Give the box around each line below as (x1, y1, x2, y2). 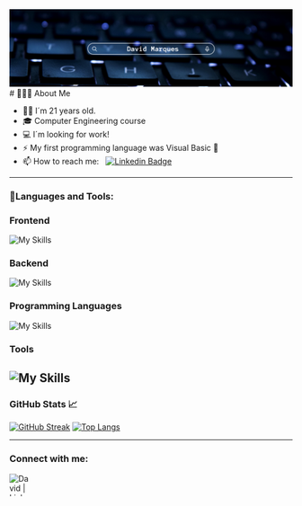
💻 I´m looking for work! (22, 129, 110, 139)
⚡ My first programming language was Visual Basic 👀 (22, 142, 218, 153)
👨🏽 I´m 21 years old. (22, 105, 96, 116)
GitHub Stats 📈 (9, 397, 78, 410)
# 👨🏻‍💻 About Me (9, 87, 71, 98)
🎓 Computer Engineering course (22, 115, 147, 126)
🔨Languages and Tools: (9, 190, 114, 202)
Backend (9, 256, 49, 269)
